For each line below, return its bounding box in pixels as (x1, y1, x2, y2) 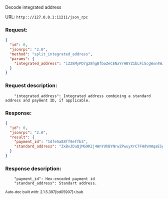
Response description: (5, 165, 61, 172)
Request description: (5, 82, 57, 89)
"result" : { (9, 134, 35, 139)
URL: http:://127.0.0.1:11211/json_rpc (5, 14, 88, 19)
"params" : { (9, 56, 35, 61)
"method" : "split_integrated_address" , (9, 51, 93, 56)
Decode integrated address (5, 4, 61, 10)
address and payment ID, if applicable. (5, 97, 91, 103)
